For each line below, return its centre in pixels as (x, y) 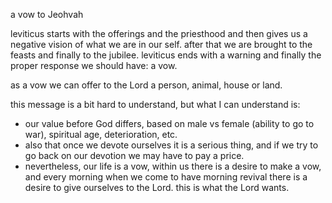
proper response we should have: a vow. (94, 65)
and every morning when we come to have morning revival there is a (166, 177)
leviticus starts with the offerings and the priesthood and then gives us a (159, 33)
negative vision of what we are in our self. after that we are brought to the (161, 44)
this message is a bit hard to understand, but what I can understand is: (155, 104)
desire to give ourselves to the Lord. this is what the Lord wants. (157, 187)
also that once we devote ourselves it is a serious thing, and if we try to (171, 145)
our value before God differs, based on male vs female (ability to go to (169, 123)
